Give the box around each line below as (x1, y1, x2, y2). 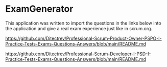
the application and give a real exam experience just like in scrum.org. (5, 25, 152, 31)
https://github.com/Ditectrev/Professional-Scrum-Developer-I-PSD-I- (5, 51, 152, 57)
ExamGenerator (5, 3, 74, 15)
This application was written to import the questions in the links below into (5, 20, 162, 26)
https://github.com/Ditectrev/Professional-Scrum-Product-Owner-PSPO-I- (5, 35, 162, 41)
